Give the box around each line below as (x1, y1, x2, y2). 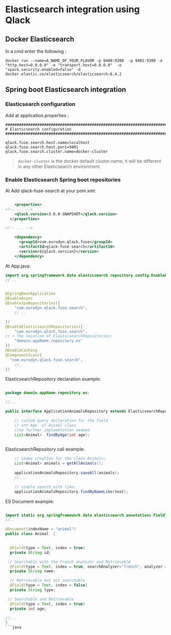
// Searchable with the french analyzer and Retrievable (7, 559, 131, 565)
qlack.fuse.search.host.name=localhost (5, 140, 90, 145)
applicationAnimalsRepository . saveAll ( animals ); (14, 471, 120, 476)
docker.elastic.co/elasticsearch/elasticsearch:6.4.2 (5, 71, 122, 77)
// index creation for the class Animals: (14, 456, 106, 461)
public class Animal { (5, 531, 56, 536)
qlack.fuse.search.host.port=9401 (5, 144, 79, 150)
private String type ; (10, 588, 56, 593)
